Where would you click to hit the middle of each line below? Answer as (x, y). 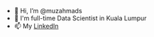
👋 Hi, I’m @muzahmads (48, 11)
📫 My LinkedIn (36, 26)
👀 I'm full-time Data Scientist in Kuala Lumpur (80, 18)
